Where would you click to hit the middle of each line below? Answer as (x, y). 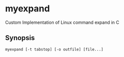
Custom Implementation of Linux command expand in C (62, 22)
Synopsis (20, 38)
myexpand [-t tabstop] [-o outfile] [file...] (54, 49)
